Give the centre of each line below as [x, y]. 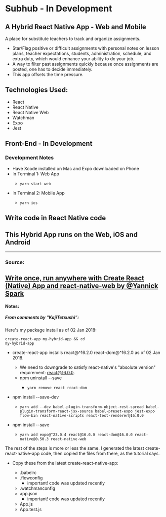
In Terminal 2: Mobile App [39, 193]
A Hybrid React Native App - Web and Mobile [76, 27]
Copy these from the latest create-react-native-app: [65, 463]
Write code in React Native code [56, 218]
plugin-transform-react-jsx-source [56, 411]
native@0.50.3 [34, 439]
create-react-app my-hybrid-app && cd [45, 339]
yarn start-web [35, 184]
